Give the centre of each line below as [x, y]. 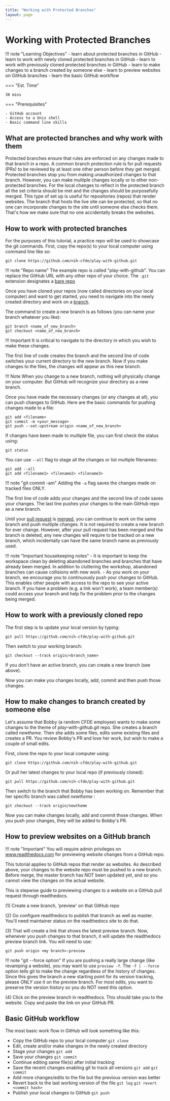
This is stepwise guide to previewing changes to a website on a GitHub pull [84, 890]
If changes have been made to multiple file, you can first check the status [82, 435]
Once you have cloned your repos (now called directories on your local [79, 291]
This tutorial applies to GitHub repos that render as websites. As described [83, 864]
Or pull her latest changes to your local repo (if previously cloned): [75, 772]
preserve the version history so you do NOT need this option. [69, 987]
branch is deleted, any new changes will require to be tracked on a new [80, 535]
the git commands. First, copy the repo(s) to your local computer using [79, 246]
